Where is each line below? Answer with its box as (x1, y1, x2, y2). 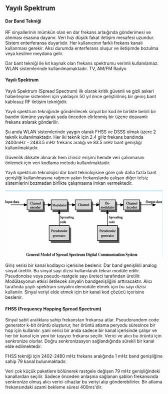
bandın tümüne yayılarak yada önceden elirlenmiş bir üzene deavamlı (5, 114, 148, 120)
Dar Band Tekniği (5, 18, 41, 24)
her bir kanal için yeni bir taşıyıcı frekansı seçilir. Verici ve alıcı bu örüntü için (5, 333, 161, 339)
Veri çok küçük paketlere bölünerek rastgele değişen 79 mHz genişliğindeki (5, 368, 161, 374)
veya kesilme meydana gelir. (5, 50, 63, 57)
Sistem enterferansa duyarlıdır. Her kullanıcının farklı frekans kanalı (5, 40, 143, 46)
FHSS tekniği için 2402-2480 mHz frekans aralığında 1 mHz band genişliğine (5, 353, 163, 359)
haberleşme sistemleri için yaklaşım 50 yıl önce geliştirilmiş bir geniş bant (5, 93, 156, 99)
